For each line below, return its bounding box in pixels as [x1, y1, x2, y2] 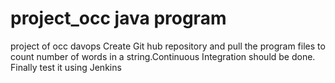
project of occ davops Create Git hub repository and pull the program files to [10, 40, 326, 52]
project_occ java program [10, 7, 227, 30]
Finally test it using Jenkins [10, 61, 122, 73]
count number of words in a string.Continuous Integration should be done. [10, 50, 316, 62]
